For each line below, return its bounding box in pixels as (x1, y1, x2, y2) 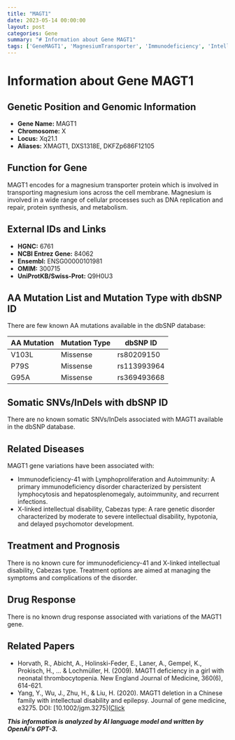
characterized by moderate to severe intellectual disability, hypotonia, (17, 512, 218, 521)
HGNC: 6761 (17, 242, 54, 250)
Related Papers (7, 640, 75, 652)
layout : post (7, 23, 45, 30)
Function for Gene (7, 162, 87, 174)
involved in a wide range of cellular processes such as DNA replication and (7, 196, 223, 204)
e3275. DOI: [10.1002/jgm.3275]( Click (17, 704, 125, 712)
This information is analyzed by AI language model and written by (7, 717, 204, 725)
